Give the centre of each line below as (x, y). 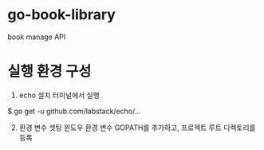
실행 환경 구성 (49, 71)
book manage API (37, 37)
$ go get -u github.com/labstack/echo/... (74, 111)
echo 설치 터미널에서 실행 (59, 95)
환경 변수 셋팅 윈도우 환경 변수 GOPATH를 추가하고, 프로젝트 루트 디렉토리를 (137, 127)
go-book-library (62, 15)
